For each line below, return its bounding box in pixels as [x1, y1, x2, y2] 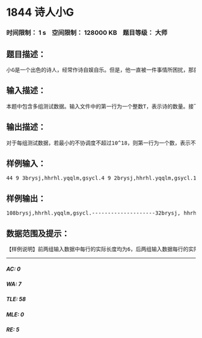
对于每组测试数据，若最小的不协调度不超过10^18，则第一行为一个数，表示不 [6, 139, 197, 146]
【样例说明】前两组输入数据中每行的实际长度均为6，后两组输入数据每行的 [6, 245, 189, 252]
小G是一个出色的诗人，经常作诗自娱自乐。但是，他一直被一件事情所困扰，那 [6, 66, 194, 73]
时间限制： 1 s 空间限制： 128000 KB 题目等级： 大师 [6, 28, 168, 37]
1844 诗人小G [6, 5, 74, 19]
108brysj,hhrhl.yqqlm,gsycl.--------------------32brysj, [6, 210, 181, 217]
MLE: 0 [6, 311, 24, 318]
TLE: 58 [6, 296, 26, 303]
